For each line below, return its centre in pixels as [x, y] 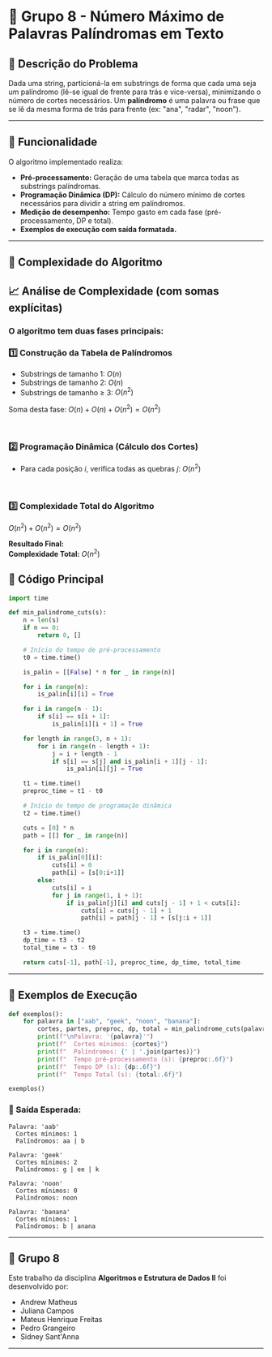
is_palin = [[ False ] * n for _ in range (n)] [99, 672]
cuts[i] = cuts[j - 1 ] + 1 [126, 911]
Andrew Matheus [49, 1303]
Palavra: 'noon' [36, 1183]
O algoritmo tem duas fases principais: [86, 330]
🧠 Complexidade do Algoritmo [86, 263]
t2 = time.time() [52, 813]
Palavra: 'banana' [39, 1212]
